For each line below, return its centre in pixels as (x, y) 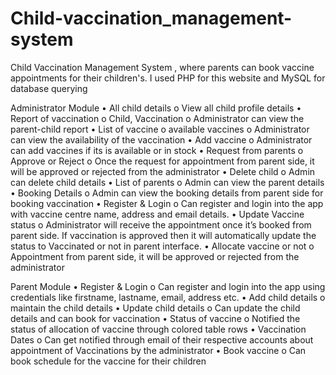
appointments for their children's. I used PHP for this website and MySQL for (168, 78)
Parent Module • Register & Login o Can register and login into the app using (168, 286)
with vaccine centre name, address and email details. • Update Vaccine (157, 214)
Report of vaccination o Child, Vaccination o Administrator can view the (157, 118)
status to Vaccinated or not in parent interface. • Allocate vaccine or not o (162, 246)
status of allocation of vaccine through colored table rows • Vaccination (158, 329)
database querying (49, 88)
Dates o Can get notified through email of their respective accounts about (162, 339)
